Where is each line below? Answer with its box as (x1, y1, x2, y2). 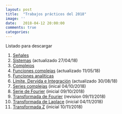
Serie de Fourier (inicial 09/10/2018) (12, 88, 85, 94)
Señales (12, 52, 29, 58)
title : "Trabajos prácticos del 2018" (5, 12, 87, 16)
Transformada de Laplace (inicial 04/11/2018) (12, 99, 103, 104)
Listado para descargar (5, 43, 53, 49)
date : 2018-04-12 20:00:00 (5, 20, 65, 26)
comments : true (5, 25, 37, 30)
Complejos (12, 63, 35, 68)
